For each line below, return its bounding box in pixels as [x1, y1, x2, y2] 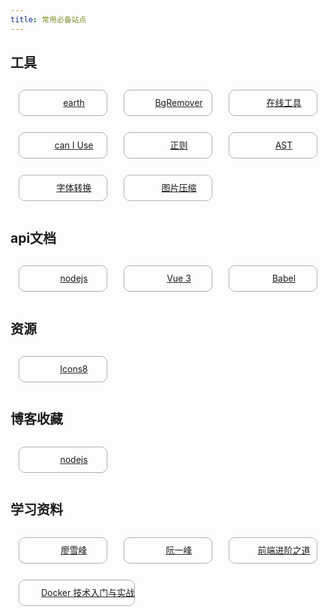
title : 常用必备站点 [10, 14, 87, 25]
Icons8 [59, 363, 88, 375]
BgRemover [154, 97, 203, 109]
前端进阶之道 [257, 544, 311, 556]
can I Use [54, 139, 94, 151]
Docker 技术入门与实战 [41, 586, 135, 598]
